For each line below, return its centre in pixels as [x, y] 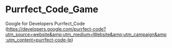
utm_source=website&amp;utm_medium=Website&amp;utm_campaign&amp [86, 34]
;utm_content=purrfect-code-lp [39, 40]
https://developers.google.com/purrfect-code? [56, 29]
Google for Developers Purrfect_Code [45, 23]
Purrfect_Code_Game [52, 9]
